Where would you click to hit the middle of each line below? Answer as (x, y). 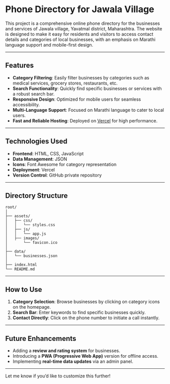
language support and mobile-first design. (49, 45)
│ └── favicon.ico (31, 243)
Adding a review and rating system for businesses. (66, 351)
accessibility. (26, 104)
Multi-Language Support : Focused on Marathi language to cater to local (88, 110)
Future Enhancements (41, 338)
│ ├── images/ (22, 238)
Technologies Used (36, 141)
